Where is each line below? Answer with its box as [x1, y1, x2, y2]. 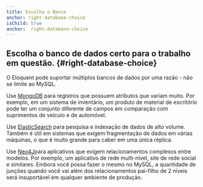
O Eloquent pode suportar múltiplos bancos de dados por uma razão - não [6, 74, 193, 81]
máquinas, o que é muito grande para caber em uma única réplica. [6, 136, 173, 143]
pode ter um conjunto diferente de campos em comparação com [6, 105, 168, 112]
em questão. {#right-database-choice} [6, 58, 157, 68]
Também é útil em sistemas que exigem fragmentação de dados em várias [6, 130, 193, 137]
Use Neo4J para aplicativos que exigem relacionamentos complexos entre [6, 148, 191, 155]
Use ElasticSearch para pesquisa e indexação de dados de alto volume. [6, 123, 185, 131]
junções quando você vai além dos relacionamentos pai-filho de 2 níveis [6, 168, 188, 175]
